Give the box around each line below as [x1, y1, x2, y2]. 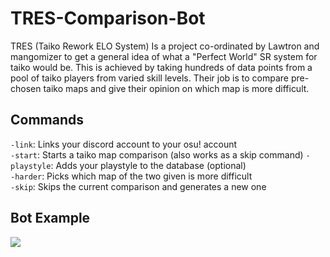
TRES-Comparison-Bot [10, 7, 206, 30]
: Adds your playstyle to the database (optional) [50, 159, 247, 171]
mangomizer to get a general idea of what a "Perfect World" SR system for [10, 50, 318, 62]
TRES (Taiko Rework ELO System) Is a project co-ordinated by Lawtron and [10, 40, 320, 52]
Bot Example [10, 210, 91, 227]
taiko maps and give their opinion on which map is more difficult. [43, 82, 310, 94]
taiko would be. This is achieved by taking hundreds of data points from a [10, 61, 313, 73]
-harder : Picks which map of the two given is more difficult [10, 170, 253, 182]
